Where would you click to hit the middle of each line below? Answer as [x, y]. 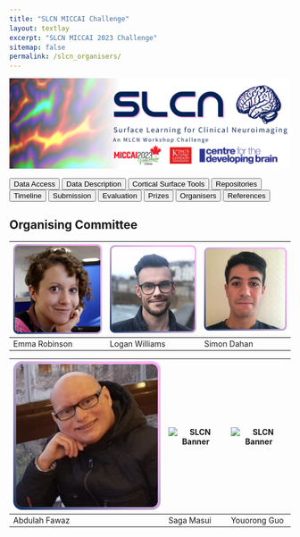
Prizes [158, 195]
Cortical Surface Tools [169, 184]
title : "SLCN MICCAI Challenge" [69, 19]
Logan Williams [138, 343]
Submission [72, 195]
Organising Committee [74, 225]
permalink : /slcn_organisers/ [66, 57]
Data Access [35, 184]
